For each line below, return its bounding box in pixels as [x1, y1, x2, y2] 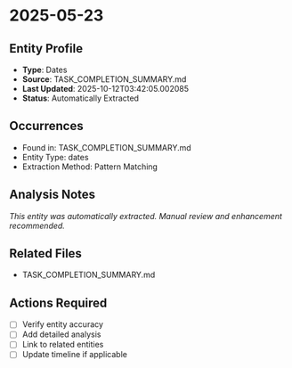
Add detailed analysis [21, 329, 101, 339]
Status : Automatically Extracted [21, 93, 140, 103]
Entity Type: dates [21, 151, 89, 162]
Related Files [9, 246, 83, 261]
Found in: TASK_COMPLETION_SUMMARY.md [21, 142, 191, 152]
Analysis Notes [9, 187, 96, 202]
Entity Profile [9, 41, 83, 56]
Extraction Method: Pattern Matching [21, 161, 158, 172]
